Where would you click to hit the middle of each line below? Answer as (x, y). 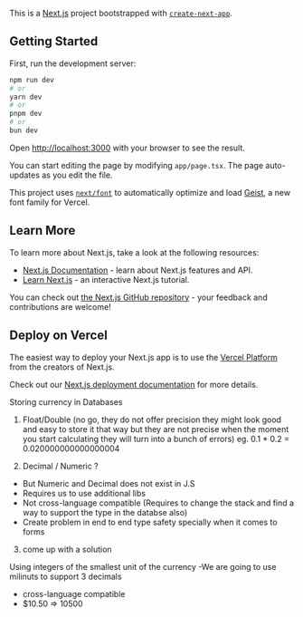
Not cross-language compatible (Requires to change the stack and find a (158, 503)
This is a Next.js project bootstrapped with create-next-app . (121, 13)
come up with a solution (67, 549)
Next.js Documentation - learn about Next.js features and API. (137, 270)
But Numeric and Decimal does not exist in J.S (109, 483)
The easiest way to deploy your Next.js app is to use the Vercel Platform (144, 357)
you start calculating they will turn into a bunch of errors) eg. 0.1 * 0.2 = (156, 439)
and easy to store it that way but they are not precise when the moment (156, 429)
